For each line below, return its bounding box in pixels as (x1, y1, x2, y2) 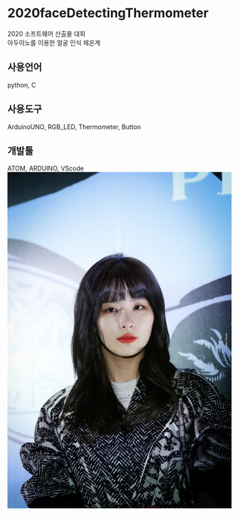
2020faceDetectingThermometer (7, 5, 209, 21)
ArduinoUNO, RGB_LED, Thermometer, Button (7, 123, 142, 131)
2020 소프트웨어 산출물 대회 (7, 29, 86, 38)
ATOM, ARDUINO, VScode (7, 164, 84, 172)
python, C (7, 81, 37, 89)
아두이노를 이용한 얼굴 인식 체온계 (7, 38, 101, 47)
